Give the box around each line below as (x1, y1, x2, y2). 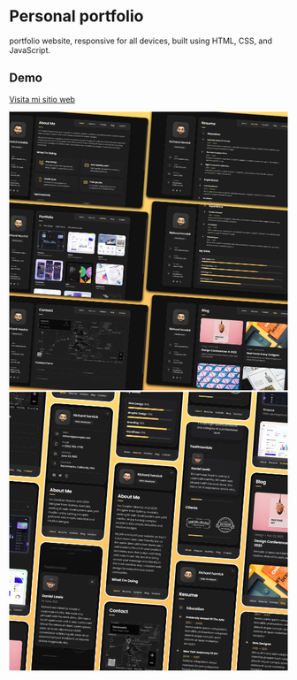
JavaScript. (9, 44, 51, 55)
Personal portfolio (9, 6, 144, 27)
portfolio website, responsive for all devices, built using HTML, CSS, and (9, 35, 272, 46)
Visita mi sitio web (9, 94, 75, 104)
